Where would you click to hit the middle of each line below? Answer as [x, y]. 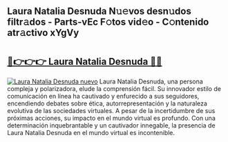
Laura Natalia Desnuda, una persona [151, 81]
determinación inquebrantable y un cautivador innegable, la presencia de [111, 125]
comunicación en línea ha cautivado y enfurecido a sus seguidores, [103, 96]
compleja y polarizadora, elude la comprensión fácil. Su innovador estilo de [114, 89]
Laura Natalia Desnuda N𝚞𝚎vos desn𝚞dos [99, 11]
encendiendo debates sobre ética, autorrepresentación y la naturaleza [107, 103]
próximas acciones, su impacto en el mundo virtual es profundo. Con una [111, 118]
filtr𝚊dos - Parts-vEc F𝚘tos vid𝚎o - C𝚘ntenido [108, 22]
